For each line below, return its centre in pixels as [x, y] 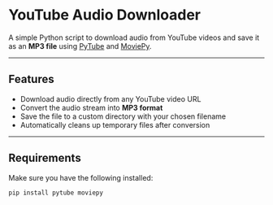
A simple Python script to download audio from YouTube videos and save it [134, 37]
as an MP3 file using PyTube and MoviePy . [80, 46]
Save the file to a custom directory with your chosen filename [123, 116]
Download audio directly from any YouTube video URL [110, 98]
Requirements [45, 158]
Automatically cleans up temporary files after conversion [115, 124]
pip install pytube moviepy [56, 193]
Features [31, 79]
